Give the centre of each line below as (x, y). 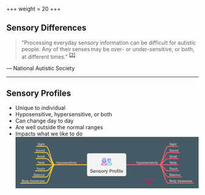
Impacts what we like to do (49, 134)
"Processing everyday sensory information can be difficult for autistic (109, 43)
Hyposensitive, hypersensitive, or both (64, 115)
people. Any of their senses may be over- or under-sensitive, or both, (108, 49)
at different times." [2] (48, 56)
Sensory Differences (46, 28)
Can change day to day (45, 121)
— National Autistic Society (41, 68)
